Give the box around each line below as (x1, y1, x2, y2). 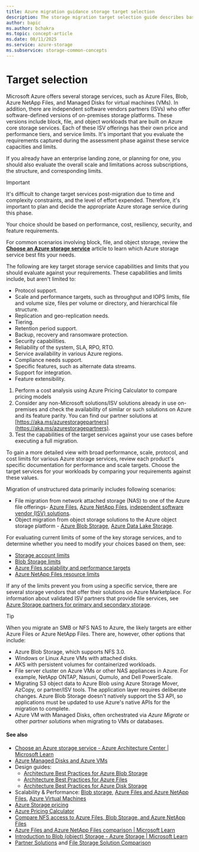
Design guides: (14, 763, 52, 770)
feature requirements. (6, 227, 59, 234)
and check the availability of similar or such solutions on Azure (38, 405, 191, 413)
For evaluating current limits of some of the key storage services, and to (6, 534, 182, 541)
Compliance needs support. (14, 356, 83, 363)
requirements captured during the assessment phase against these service (6, 137, 190, 144)
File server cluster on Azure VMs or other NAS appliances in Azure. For (14, 667, 188, 674)
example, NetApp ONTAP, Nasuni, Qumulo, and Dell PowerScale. (14, 673, 173, 680)
